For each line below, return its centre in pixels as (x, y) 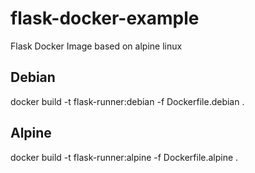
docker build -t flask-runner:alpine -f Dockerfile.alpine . (124, 157)
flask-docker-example (105, 18)
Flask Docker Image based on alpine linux (96, 46)
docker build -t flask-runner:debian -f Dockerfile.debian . (127, 101)
